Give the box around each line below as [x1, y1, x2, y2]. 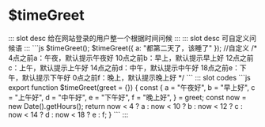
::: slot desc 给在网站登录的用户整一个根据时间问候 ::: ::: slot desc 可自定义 [8, 33, 250, 43]
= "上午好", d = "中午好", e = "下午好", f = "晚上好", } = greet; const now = [8, 92, 247, 102]
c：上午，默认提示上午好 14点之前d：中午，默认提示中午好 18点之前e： [8, 62, 240, 73]
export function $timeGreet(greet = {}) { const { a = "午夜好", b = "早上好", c [8, 82, 256, 92]
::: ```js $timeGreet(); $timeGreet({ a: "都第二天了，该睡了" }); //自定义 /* [23, 43, 258, 53]
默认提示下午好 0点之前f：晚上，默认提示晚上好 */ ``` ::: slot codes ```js [21, 73, 251, 82]
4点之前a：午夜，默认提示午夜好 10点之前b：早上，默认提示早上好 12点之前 [8, 53, 255, 62]
